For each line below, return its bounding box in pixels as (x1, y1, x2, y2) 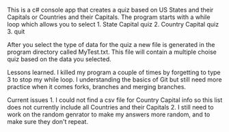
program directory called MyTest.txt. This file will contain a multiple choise (7, 48, 217, 56)
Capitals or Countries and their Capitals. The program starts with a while (7, 13, 211, 21)
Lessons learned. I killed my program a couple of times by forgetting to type (7, 68, 221, 76)
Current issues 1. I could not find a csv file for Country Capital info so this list (7, 96, 223, 104)
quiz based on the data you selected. (7, 55, 111, 63)
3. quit (7, 27, 25, 35)
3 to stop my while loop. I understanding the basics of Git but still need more (7, 76, 222, 84)
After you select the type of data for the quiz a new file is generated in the (7, 41, 215, 48)
